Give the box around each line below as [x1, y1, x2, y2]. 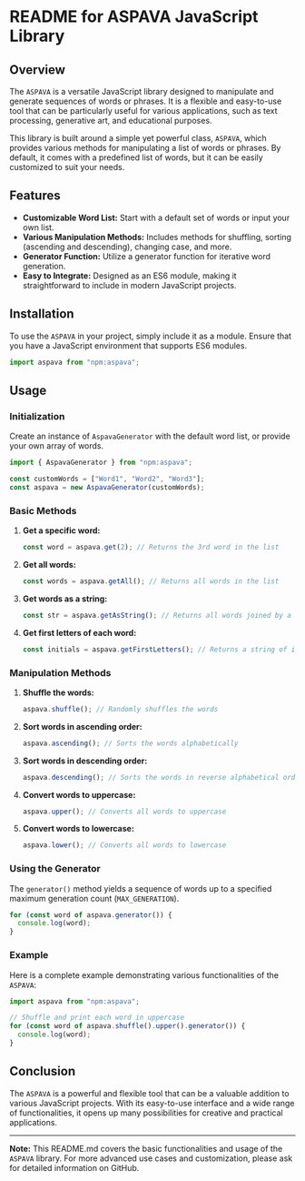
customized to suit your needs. [9, 162, 125, 172]
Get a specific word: [22, 525, 101, 536]
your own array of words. [9, 440, 104, 451]
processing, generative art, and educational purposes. [9, 116, 212, 126]
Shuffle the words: [22, 687, 94, 698]
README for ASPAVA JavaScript [9, 6, 259, 27]
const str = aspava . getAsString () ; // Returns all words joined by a [22, 611, 292, 620]
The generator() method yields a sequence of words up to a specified [9, 883, 272, 893]
